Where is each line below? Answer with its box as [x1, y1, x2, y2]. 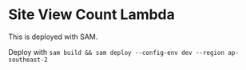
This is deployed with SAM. [8, 32, 98, 41]
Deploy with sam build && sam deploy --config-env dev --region [8, 47, 225, 56]
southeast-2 [8, 56, 48, 64]
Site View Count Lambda [8, 6, 176, 24]
